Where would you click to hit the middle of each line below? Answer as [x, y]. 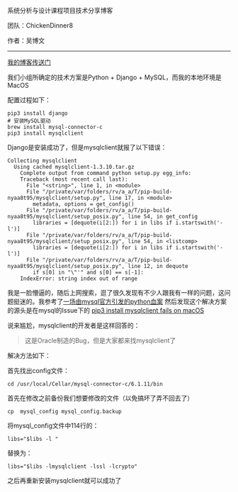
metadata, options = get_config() [84, 204]
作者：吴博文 [26, 40]
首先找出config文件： [38, 370]
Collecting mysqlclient [42, 161]
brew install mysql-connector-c [55, 127]
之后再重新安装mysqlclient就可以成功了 [64, 480]
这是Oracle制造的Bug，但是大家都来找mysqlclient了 [100, 340]
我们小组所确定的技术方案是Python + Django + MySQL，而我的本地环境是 [114, 77]
